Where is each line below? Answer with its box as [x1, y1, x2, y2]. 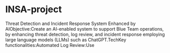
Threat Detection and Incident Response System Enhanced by [5, 20, 136, 26]
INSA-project [5, 4, 62, 15]
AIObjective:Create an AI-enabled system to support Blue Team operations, [5, 25, 164, 32]
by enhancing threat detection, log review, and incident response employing [5, 31, 165, 37]
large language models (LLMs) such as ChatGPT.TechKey [5, 37, 127, 43]
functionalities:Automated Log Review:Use [5, 42, 94, 48]
